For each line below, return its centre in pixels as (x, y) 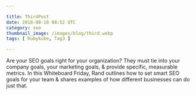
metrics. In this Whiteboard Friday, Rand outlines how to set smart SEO (93, 73)
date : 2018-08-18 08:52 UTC (41, 22)
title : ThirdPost (28, 17)
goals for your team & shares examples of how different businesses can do (98, 80)
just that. (17, 86)
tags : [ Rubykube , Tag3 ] (38, 39)
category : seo (24, 28)
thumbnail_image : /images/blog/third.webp (60, 33)
